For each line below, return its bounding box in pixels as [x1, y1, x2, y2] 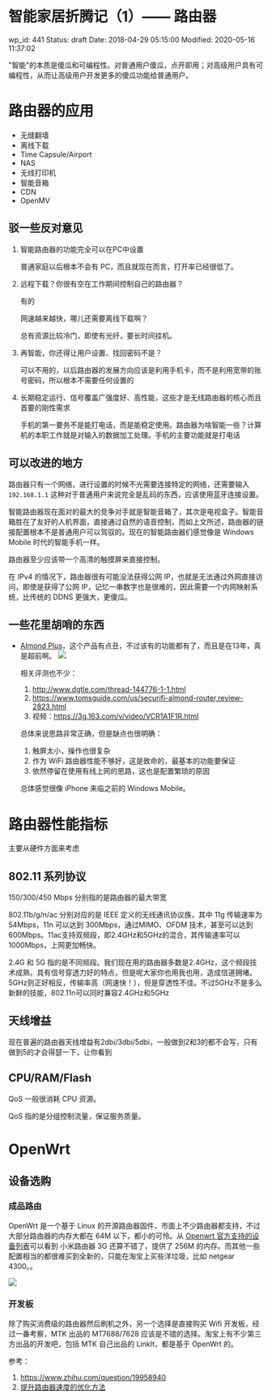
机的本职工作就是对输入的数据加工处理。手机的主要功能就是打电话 [19, 430, 240, 439]
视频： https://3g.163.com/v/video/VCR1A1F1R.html [32, 711, 199, 721]
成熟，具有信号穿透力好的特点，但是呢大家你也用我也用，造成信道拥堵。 [15, 968, 257, 978]
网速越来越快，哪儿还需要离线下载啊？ [19, 313, 148, 323]
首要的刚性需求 [19, 403, 70, 412]
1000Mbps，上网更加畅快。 [8, 940, 101, 950]
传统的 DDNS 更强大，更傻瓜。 [29, 592, 132, 602]
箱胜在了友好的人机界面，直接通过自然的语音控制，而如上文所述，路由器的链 [8, 516, 264, 526]
